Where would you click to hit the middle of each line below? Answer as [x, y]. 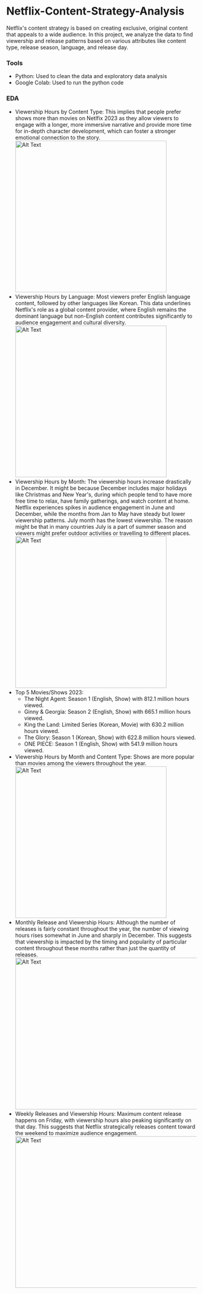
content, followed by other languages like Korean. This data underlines [103, 303]
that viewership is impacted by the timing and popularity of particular [101, 942]
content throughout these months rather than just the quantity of [95, 948]
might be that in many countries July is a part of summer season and [101, 526]
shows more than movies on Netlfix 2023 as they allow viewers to [97, 118]
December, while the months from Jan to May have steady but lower [100, 514]
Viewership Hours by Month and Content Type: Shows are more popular [105, 757]
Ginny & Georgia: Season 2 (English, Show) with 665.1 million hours [108, 711]
